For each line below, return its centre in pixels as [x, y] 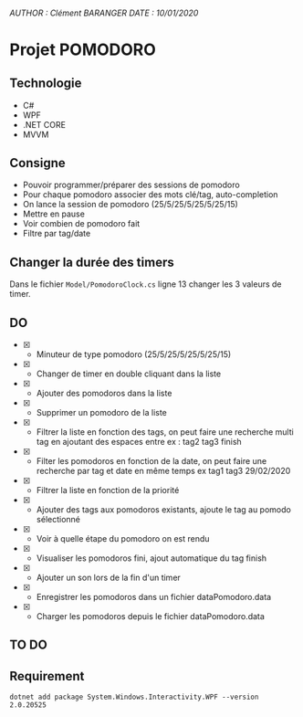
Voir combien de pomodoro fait [81, 224]
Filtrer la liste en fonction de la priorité [108, 490]
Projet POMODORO [83, 49]
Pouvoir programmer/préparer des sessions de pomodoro [131, 185]
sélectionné [58, 520]
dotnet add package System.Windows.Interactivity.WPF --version [134, 697]
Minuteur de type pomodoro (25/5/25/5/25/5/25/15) [134, 354]
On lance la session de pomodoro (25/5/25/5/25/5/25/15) [131, 205]
